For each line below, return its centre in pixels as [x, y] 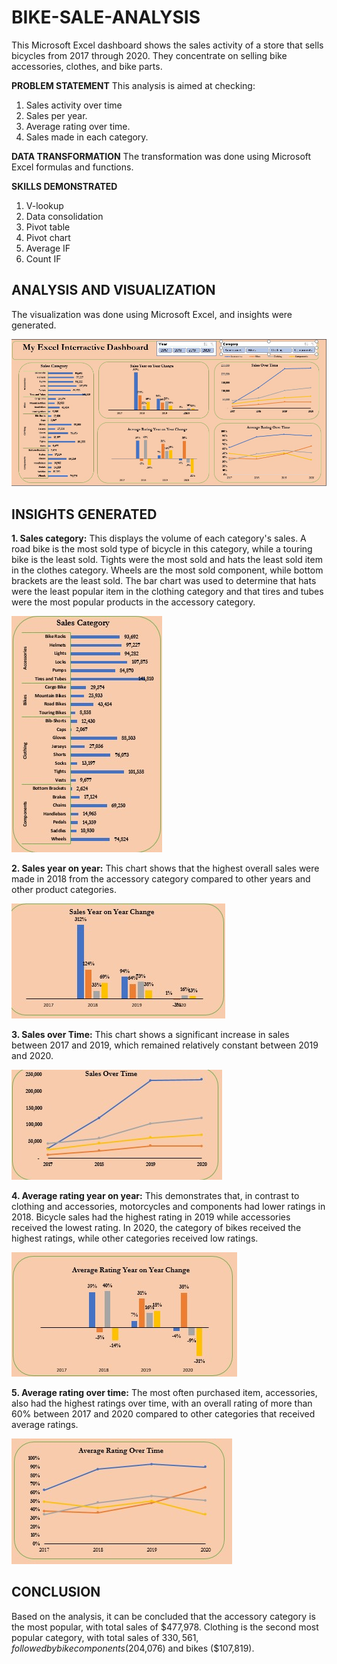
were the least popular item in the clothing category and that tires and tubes [167, 592]
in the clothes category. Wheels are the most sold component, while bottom [167, 570]
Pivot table [48, 227]
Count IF [43, 258]
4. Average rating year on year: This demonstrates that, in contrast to [155, 1196]
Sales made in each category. [87, 137]
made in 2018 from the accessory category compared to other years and [161, 879]
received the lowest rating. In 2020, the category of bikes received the [156, 1228]
